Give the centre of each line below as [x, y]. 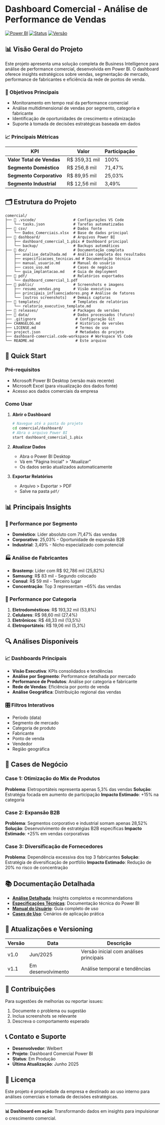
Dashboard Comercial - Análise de [77, 9]
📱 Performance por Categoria [41, 599]
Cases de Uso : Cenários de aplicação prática [58, 914]
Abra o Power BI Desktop [45, 456]
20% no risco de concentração [37, 868]
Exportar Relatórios [32, 476]
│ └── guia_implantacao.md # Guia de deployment [61, 272]
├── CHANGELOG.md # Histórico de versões [65, 324]
